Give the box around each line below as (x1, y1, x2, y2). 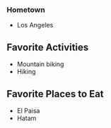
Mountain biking (16, 60, 64, 68)
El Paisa (16, 106, 40, 115)
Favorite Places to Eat (6, 88, 104, 100)
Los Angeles (16, 21, 54, 30)
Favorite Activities (6, 41, 89, 53)
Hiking (16, 68, 36, 76)
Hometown (6, 5, 45, 15)
